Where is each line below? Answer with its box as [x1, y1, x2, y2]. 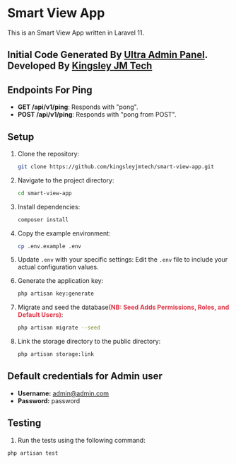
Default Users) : [17, 311, 64, 319]
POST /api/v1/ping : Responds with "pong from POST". [17, 110, 177, 119]
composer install [17, 216, 69, 224]
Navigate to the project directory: [17, 175, 114, 185]
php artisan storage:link [17, 351, 94, 358]
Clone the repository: [17, 149, 80, 158]
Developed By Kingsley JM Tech [7, 60, 153, 72]
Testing [7, 417, 42, 429]
